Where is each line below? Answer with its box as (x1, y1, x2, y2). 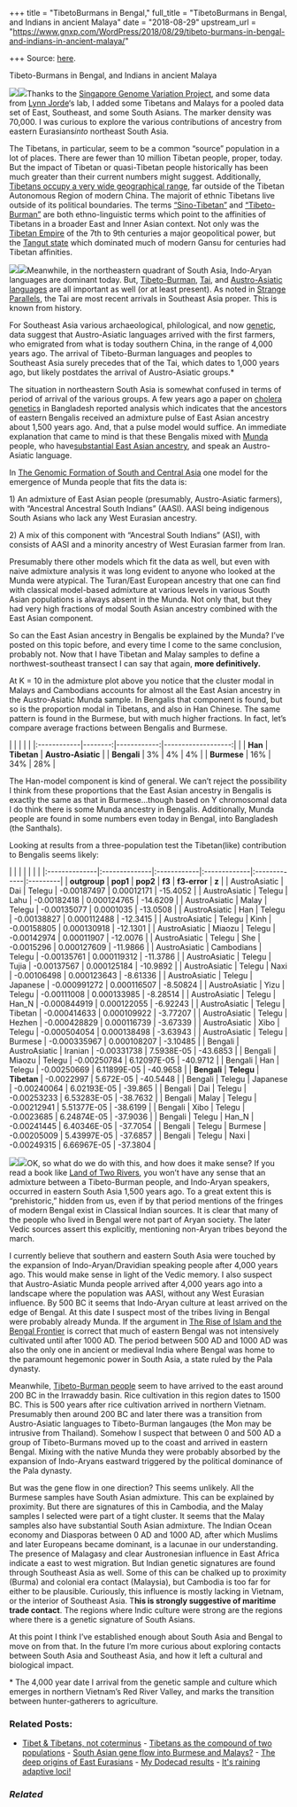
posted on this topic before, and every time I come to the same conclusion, (9, 640, 282, 650)
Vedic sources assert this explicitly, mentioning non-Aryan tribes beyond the (9, 1224, 287, 1235)
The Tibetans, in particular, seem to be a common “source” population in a (9, 144, 280, 153)
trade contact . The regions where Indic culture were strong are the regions (9, 1605, 283, 1616)
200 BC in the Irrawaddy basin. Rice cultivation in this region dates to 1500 (9, 1390, 281, 1400)
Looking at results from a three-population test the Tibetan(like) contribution (9, 840, 287, 850)
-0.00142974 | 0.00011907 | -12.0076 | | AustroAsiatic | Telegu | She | (9, 932, 261, 943)
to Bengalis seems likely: (9, 850, 99, 860)
